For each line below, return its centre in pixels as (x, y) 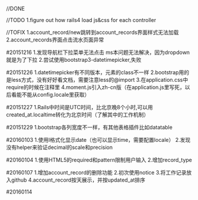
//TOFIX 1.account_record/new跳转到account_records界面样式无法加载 (92, 32)
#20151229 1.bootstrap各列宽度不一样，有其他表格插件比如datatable (90, 127)
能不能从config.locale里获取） (53, 95)
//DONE (15, 9)
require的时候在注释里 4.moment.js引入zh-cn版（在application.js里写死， (95, 87)
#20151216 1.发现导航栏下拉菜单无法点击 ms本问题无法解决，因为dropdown (98, 52)
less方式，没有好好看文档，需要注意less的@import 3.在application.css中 (100, 80)
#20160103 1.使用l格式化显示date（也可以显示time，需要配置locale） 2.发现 (98, 140)
